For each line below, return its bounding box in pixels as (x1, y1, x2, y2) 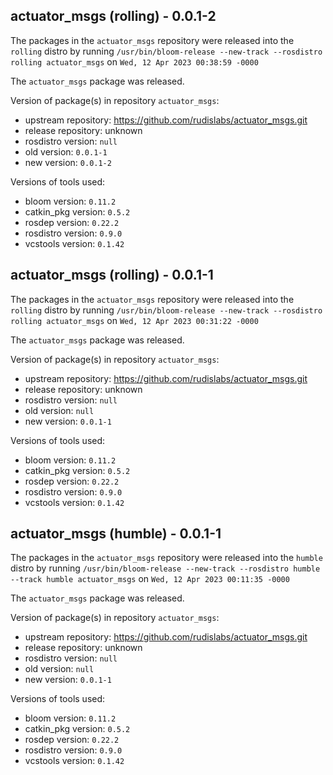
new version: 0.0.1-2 (24, 156, 112, 168)
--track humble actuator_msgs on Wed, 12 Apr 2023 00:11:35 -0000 (10, 573, 290, 585)
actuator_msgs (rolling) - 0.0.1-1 (10, 267, 214, 284)
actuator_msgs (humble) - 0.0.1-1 (10, 525, 222, 543)
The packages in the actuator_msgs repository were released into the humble (10, 552, 323, 564)
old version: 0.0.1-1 (24, 145, 108, 158)
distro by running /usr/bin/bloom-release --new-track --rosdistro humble (10, 562, 321, 574)
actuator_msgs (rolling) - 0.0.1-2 (10, 8, 217, 25)
